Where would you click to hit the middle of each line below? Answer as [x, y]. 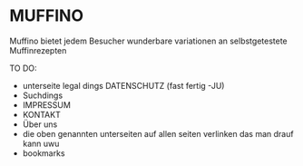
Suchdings [43, 95]
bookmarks [44, 153]
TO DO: [24, 68]
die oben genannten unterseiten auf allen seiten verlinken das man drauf [158, 133]
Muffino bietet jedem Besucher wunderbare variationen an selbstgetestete [148, 41]
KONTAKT [41, 114]
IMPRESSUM [46, 104]
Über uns [40, 124]
